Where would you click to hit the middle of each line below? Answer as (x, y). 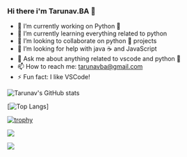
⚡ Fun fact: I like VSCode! (54, 77)
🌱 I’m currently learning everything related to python (92, 33)
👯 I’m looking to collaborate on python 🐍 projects (87, 41)
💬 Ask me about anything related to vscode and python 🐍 (99, 59)
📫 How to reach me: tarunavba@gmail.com (80, 67)
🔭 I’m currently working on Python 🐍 (69, 26)
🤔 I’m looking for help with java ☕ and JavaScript (87, 49)
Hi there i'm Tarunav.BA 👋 (51, 11)
